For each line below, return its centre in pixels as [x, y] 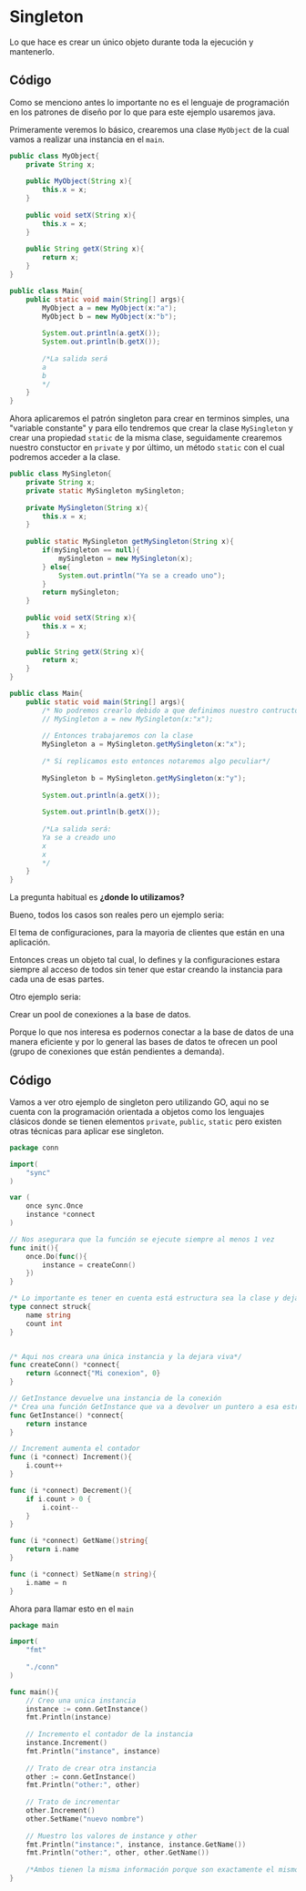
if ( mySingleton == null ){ [92, 550]
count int [45, 1324]
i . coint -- [61, 1508]
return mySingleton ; [81, 593]
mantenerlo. [32, 51]
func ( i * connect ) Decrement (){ [71, 1490]
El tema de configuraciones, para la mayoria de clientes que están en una [147, 933]
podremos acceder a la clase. [65, 457]
